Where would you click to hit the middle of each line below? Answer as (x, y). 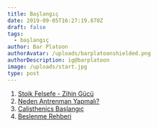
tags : (15, 34)
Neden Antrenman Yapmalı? (58, 101)
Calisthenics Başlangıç (51, 109)
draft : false (27, 27)
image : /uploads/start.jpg (47, 67)
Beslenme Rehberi (44, 116)
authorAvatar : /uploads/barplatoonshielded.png (79, 54)
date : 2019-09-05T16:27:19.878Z (55, 21)
